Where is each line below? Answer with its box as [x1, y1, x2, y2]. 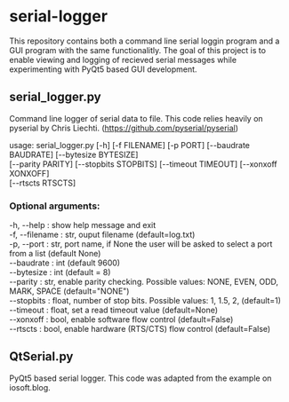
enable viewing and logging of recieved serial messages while [9, 54, 237, 65]
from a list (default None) [9, 248, 101, 259]
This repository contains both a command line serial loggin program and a [9, 35, 280, 46]
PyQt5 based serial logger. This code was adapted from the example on [9, 373, 272, 383]
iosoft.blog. [9, 382, 51, 392]
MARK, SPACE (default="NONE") [9, 286, 130, 296]
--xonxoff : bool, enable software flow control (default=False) [9, 314, 234, 325]
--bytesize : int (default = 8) [9, 267, 111, 278]
